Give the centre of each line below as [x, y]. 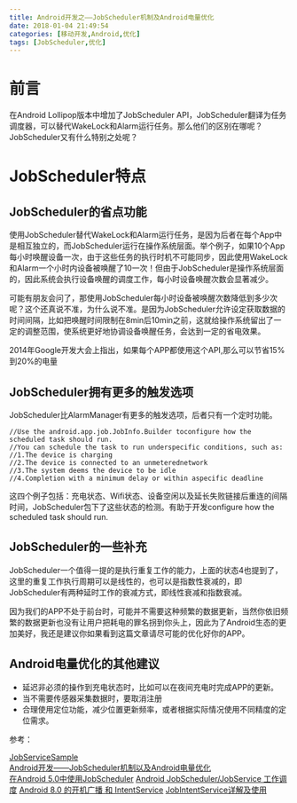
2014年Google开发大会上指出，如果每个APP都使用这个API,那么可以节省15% [147, 350]
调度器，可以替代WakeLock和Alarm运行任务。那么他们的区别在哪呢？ [136, 126]
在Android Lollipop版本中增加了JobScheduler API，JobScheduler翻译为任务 [148, 115]
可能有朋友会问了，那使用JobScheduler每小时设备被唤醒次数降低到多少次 [144, 298]
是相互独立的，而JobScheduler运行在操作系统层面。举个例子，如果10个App [147, 246]
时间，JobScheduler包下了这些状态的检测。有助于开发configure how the [142, 507]
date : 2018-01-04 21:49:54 [59, 26]
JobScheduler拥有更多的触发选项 [102, 392]
